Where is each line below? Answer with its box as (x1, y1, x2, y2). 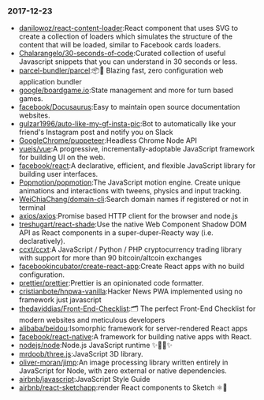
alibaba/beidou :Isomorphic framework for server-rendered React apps (18, 323, 248, 333)
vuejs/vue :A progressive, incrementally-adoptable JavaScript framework (18, 144, 255, 154)
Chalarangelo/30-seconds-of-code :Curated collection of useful (18, 49, 226, 58)
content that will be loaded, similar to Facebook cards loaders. (18, 40, 221, 50)
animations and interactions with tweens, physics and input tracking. (18, 186, 242, 196)
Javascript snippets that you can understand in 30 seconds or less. (18, 57, 238, 66)
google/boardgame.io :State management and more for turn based (18, 85, 233, 95)
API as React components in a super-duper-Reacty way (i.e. (18, 228, 214, 237)
